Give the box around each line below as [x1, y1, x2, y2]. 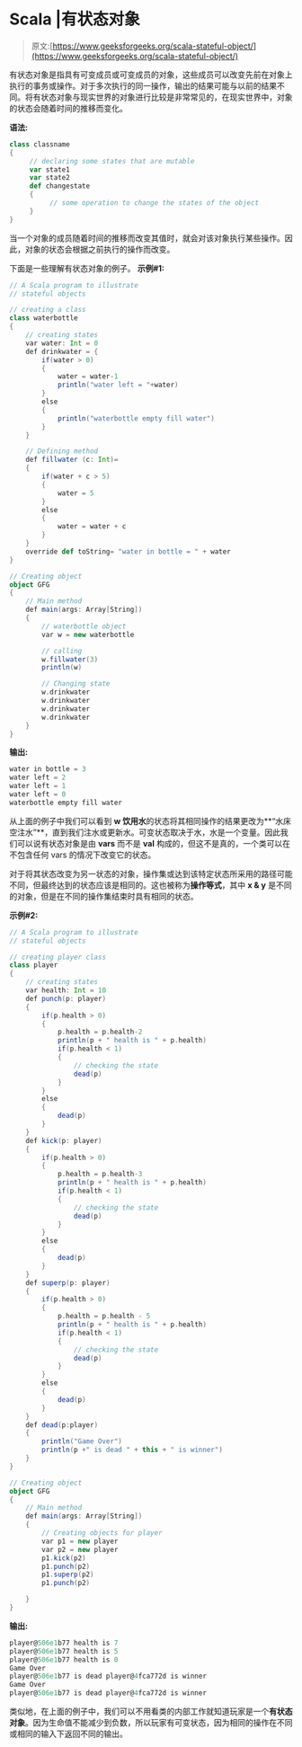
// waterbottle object [41, 622, 127, 631]
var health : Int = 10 [25, 986, 106, 995]
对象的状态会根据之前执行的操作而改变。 [24, 244, 175, 254]
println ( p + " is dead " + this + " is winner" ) [41, 1445, 223, 1455]
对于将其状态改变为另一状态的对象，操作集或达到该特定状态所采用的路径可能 [9, 868, 293, 879]
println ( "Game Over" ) [41, 1437, 123, 1446]
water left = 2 [9, 773, 67, 783]
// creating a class [9, 306, 87, 315]
